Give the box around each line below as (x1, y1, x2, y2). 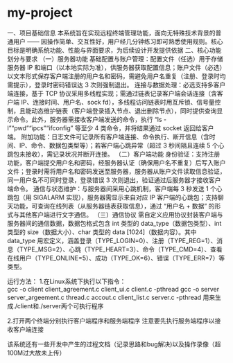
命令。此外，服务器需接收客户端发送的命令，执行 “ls (12, 115, 162, 123)
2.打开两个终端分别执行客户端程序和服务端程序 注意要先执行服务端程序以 (7, 317, 215, 325)
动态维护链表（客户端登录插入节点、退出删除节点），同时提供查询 (31, 106, 217, 115)
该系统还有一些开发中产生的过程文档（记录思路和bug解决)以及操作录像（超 (7, 339, 221, 348)
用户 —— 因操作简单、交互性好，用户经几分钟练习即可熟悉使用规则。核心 (12, 37, 223, 46)
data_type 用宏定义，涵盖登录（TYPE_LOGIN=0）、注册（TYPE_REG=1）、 (7, 236, 217, 245)
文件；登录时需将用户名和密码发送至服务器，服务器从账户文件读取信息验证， (7, 167, 226, 175)
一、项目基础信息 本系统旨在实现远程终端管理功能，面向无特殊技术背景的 (7, 28, 216, 37)
